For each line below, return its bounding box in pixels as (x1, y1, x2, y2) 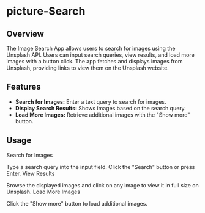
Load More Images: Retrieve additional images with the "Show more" (15, 111, 190, 118)
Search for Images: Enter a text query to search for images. (15, 98, 166, 105)
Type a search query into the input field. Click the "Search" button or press (6, 163, 195, 170)
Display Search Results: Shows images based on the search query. (15, 104, 187, 112)
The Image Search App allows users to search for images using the (6, 45, 176, 52)
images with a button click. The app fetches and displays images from (6, 58, 183, 65)
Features (6, 82, 41, 92)
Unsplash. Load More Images (6, 188, 81, 195)
